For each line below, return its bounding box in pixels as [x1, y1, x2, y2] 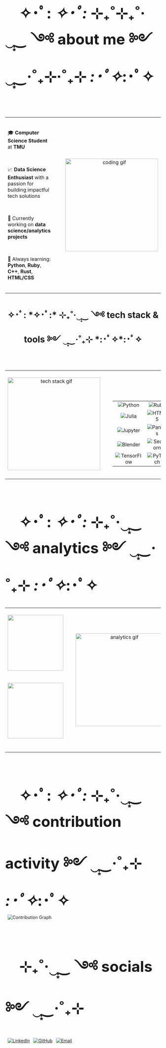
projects [7, 233, 28, 240]
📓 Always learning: [7, 256, 51, 263]
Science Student [7, 137, 48, 144]
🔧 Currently [7, 215, 34, 222]
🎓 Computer [7, 129, 40, 136]
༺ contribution [5, 812, 122, 831]
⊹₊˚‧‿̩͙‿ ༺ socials [19, 957, 153, 976]
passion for [7, 181, 34, 187]
